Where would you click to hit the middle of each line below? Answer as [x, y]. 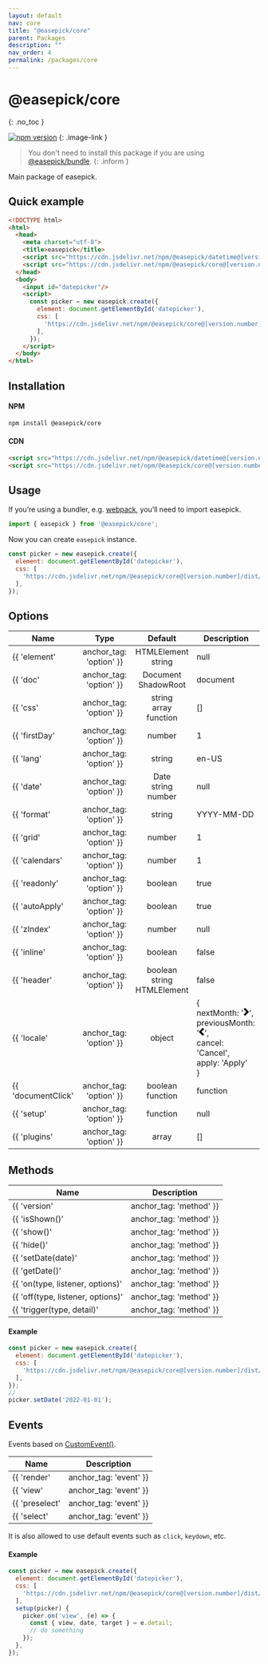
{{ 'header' [32, 980]
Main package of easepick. [53, 176]
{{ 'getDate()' [37, 1271]
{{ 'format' [31, 815]
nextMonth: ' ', [225, 1013]
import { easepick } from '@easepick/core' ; [83, 524]
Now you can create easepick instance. [73, 540]
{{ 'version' [33, 1206]
